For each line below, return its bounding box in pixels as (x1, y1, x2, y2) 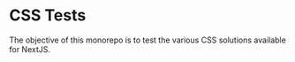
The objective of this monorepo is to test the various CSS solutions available (9, 35, 287, 45)
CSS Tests (9, 5, 87, 26)
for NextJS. (9, 43, 51, 54)
